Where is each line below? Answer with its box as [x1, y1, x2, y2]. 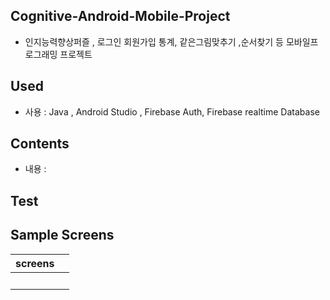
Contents [10, 135, 70, 153]
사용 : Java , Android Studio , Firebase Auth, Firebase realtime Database [24, 105, 320, 118]
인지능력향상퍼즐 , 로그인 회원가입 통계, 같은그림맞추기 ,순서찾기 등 [24, 35, 284, 48]
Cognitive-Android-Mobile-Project [10, 8, 231, 25]
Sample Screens [10, 227, 115, 244]
